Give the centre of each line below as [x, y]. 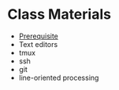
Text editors [38, 44]
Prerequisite [38, 36]
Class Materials [59, 14]
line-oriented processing [59, 77]
